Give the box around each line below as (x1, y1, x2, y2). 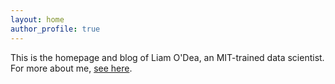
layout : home (10, 14, 65, 25)
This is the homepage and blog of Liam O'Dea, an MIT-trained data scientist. (10, 51, 325, 63)
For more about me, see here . (10, 62, 133, 74)
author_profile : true (10, 24, 101, 34)
